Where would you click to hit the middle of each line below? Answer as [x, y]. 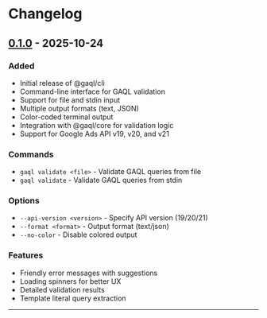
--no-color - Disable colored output [78, 235]
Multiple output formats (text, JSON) [79, 108]
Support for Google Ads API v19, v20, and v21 [94, 134]
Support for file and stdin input [70, 99]
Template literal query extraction [73, 298]
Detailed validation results [62, 289]
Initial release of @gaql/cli [62, 83]
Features [26, 255]
